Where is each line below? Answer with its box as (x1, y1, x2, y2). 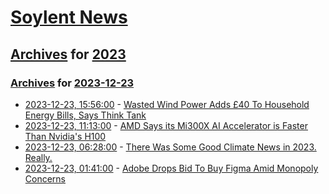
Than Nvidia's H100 (24, 130, 107, 142)
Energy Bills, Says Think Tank (24, 109, 147, 121)
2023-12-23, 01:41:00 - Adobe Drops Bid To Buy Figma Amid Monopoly (24, 162, 319, 174)
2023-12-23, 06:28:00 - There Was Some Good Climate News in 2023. (24, 141, 317, 153)
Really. (24, 151, 53, 163)
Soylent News (10, 6, 128, 29)
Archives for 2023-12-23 (10, 76, 135, 90)
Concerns (24, 172, 66, 185)
